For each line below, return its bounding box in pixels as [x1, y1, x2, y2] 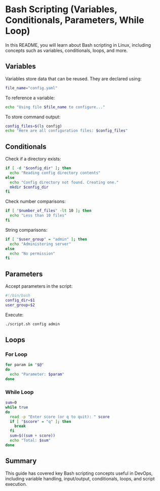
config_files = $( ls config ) [5, 124, 62, 129]
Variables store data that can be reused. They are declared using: [5, 75, 142, 82]
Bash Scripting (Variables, [5, 4, 117, 15]
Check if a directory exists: [5, 156, 62, 162]
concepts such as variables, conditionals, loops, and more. [5, 47, 128, 53]
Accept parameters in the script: [5, 283, 73, 289]
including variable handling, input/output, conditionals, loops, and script [5, 475, 155, 481]
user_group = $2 [5, 302, 35, 308]
